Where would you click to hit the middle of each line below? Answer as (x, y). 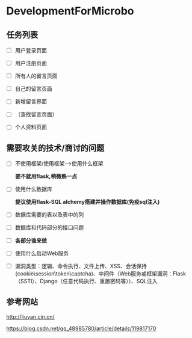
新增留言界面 (31, 102)
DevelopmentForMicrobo (70, 11)
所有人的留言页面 (36, 76)
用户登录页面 (31, 50)
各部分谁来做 (31, 240)
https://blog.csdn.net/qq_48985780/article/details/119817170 (81, 328)
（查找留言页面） (36, 114)
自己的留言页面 (33, 89)
